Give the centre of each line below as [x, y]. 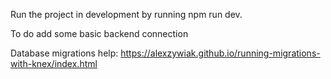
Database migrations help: [64, 53]
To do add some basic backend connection [99, 33]
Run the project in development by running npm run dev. [126, 14]
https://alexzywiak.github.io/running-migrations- [220, 53]
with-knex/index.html [54, 63]
